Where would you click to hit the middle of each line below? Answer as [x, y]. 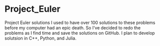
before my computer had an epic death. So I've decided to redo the [73, 27]
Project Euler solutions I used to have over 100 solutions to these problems [80, 23]
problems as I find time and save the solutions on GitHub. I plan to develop [80, 33]
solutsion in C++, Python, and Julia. [40, 38]
